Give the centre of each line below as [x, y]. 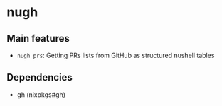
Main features [38, 39]
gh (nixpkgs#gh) [41, 94]
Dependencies [39, 77]
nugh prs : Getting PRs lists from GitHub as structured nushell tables [116, 55]
